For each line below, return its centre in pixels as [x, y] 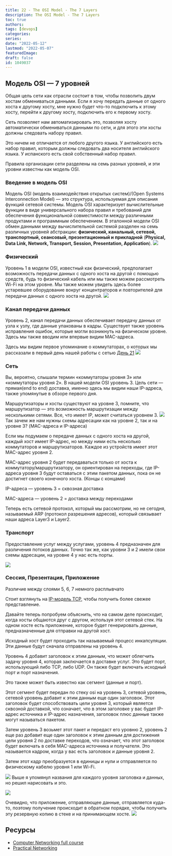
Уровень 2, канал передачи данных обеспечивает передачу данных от [83, 320]
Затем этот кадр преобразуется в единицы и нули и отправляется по [81, 761]
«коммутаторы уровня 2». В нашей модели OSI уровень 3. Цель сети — [84, 383]
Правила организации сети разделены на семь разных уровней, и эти [83, 164]
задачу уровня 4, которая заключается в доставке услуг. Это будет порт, [85, 661]
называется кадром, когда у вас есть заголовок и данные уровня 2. [80, 751]
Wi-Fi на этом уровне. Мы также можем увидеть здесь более [73, 284]
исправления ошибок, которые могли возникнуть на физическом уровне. [86, 331]
